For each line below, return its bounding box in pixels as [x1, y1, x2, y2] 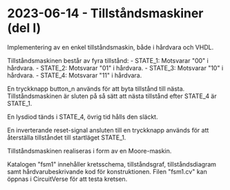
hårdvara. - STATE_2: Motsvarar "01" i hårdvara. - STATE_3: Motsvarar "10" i [7, 64, 224, 72]
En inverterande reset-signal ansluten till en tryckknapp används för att [7, 126, 209, 134]
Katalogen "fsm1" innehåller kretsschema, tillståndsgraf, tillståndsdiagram [7, 160, 216, 168]
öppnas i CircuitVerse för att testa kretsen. [7, 175, 128, 183]
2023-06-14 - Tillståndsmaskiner [7, 6, 204, 21]
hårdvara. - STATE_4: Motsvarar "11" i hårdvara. [7, 71, 142, 79]
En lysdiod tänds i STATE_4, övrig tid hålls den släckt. [7, 113, 158, 121]
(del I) [7, 20, 41, 36]
